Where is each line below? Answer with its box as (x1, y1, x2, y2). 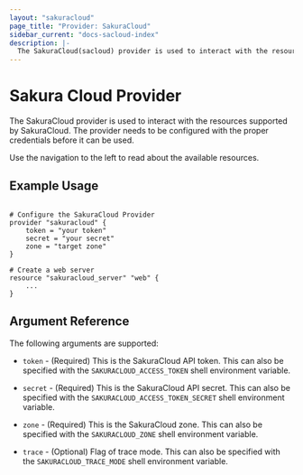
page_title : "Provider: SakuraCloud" (9, 22, 151, 31)
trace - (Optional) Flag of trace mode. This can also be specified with (22, 446, 281, 457)
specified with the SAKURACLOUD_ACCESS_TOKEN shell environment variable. (22, 365, 291, 376)
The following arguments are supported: (9, 338, 160, 349)
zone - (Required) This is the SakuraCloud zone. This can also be (22, 419, 263, 430)
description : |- (9, 38, 70, 48)
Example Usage (9, 178, 99, 194)
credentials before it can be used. (9, 135, 135, 145)
